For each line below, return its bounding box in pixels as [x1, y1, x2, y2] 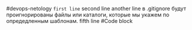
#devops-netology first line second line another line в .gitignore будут [6, 5, 187, 12]
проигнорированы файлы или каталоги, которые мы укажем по [6, 11, 170, 18]
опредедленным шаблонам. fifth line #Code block [6, 18, 133, 24]
